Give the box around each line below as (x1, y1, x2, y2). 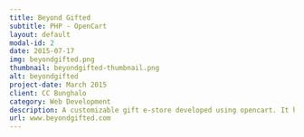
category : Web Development (9, 96, 111, 106)
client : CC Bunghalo (9, 88, 88, 97)
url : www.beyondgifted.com (9, 114, 111, 123)
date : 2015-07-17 (9, 47, 75, 56)
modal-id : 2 (9, 38, 54, 48)
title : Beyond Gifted (9, 13, 91, 23)
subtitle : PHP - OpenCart (9, 22, 107, 31)
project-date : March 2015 (9, 80, 107, 89)
